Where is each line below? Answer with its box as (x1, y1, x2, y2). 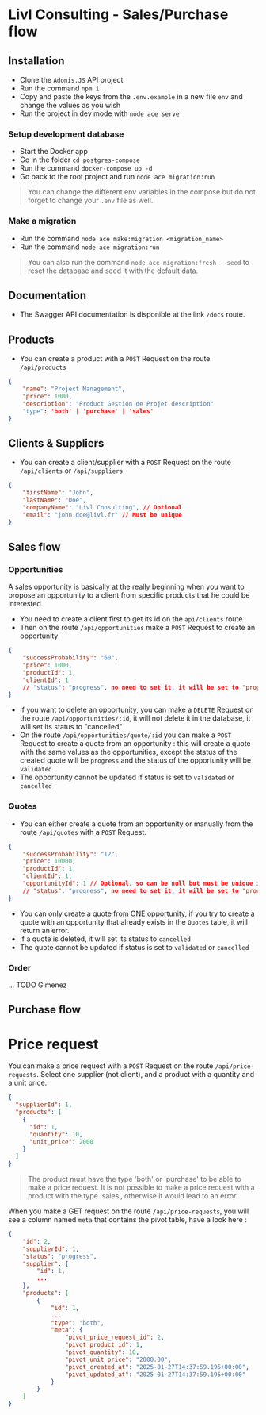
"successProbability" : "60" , (22, 654, 119, 662)
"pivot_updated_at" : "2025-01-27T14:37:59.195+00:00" (64, 1371, 246, 1378)
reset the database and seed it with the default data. (27, 266, 199, 275)
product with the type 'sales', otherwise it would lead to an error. (27, 1191, 238, 1201)
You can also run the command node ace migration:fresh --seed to (27, 257, 249, 267)
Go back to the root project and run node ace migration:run (19, 172, 215, 182)
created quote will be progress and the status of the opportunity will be (19, 756, 252, 765)
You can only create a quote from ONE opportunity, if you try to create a (19, 909, 255, 918)
